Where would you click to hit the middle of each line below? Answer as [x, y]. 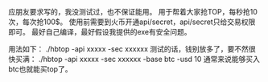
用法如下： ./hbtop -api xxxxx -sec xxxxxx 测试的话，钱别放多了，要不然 [129, 49]
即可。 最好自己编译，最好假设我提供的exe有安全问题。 [100, 32]
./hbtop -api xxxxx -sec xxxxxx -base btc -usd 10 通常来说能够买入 [149, 59]
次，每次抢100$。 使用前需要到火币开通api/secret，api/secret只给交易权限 [132, 22]
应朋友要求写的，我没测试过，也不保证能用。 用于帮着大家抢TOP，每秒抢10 [133, 12]
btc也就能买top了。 [40, 69]
